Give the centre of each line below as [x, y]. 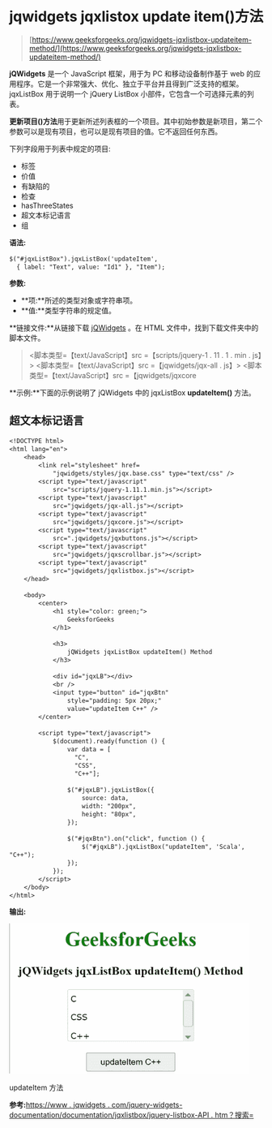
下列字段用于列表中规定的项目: [60, 149]
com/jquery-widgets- [147, 1104]
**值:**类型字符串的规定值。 [68, 310]
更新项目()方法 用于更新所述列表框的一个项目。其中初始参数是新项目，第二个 [136, 121]
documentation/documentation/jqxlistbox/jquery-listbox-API [109, 1115]
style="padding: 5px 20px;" [114, 700]
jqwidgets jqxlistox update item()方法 [136, 17]
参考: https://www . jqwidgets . [59, 1104]
